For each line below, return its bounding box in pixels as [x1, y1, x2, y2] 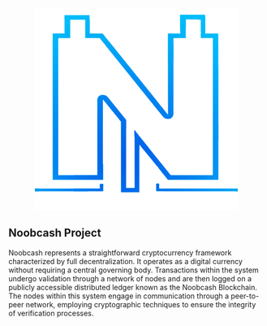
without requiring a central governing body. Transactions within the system [8, 265, 260, 275]
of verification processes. [8, 308, 94, 318]
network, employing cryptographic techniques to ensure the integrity [25, 299, 256, 309]
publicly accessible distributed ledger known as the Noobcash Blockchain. [8, 282, 258, 292]
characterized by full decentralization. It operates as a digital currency [8, 256, 243, 266]
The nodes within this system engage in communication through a [8, 291, 230, 301]
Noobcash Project [8, 226, 101, 240]
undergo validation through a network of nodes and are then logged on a [8, 273, 252, 283]
